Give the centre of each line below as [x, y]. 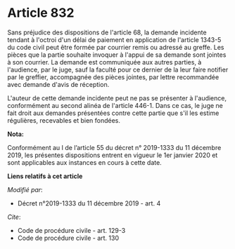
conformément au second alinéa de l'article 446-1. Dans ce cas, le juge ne [115, 105]
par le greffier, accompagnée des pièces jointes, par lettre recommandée [113, 77]
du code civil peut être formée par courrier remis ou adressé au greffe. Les [116, 47]
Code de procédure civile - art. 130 [68, 238]
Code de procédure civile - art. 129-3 [71, 230]
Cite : [14, 217]
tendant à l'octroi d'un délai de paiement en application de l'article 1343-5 [114, 39]
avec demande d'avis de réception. [58, 84]
